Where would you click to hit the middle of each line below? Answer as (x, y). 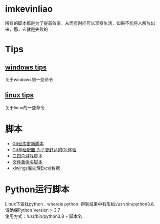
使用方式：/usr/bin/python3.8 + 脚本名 (44, 216)
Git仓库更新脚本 (28, 143)
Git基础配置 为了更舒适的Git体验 (44, 149)
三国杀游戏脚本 (27, 156)
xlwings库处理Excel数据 (36, 168)
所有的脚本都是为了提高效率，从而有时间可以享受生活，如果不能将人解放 (78, 23)
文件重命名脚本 (27, 162)
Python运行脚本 (37, 189)
